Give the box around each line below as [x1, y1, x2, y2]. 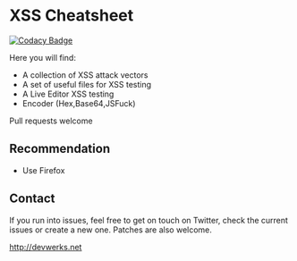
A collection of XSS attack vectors [21, 69, 148, 80]
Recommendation [9, 141, 110, 156]
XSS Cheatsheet [9, 5, 134, 26]
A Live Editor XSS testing [21, 88, 115, 99]
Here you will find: [9, 52, 76, 63]
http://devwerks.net [9, 241, 82, 252]
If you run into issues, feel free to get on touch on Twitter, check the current [9, 215, 289, 225]
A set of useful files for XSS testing [21, 79, 152, 89]
